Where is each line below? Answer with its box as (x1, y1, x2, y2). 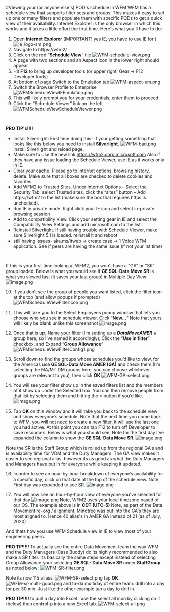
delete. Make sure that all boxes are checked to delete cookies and (13, 173, 153, 179)
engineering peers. (6, 534, 46, 539)
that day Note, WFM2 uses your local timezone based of (13, 497, 159, 503)
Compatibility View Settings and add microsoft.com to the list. (13, 222, 142, 227)
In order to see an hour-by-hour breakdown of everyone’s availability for (13, 471, 163, 477)
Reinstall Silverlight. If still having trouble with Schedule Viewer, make (13, 227, 158, 233)
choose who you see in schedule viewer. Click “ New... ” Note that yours (13, 315, 162, 321)
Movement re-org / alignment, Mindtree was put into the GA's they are (13, 507, 160, 514)
